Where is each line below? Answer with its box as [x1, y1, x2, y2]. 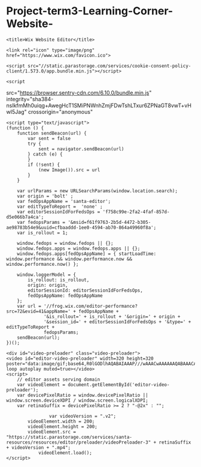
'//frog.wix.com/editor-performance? [44, 303, 138, 309]
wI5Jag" [6, 108, 27, 115]
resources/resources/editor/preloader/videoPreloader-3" [6, 439, 151, 445]
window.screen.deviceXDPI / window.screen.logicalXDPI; [6, 397, 148, 404]
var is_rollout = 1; [17, 229, 68, 236]
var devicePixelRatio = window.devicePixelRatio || [17, 392, 148, 398]
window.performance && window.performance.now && [6, 256, 133, 262]
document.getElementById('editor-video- [68, 381, 170, 387]
